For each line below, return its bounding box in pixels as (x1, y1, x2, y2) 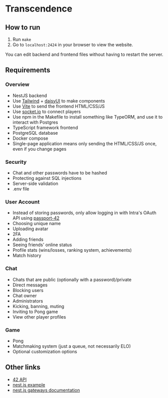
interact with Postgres (12, 119, 58, 125)
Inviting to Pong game (12, 309, 58, 315)
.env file (12, 185, 29, 191)
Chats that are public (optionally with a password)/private (12, 276, 132, 282)
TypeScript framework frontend (12, 124, 78, 131)
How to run (5, 23, 41, 32)
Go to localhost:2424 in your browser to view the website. (12, 42, 133, 48)
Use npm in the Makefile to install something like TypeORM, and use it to (12, 114, 163, 120)
